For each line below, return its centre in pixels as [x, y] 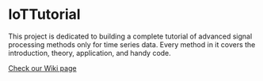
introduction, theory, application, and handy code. [90, 53]
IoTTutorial [44, 15]
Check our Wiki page [42, 68]
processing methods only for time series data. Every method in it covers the [132, 44]
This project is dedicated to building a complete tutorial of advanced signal [130, 36]
